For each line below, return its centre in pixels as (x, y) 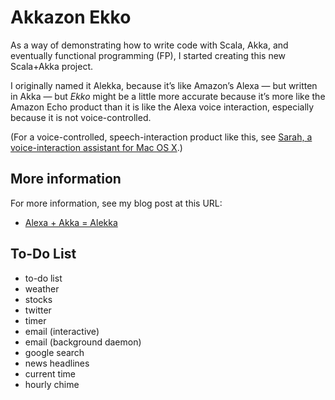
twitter (38, 310)
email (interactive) (62, 331)
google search (54, 352)
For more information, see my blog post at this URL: (116, 203)
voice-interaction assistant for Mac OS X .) (96, 147)
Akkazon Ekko (71, 17)
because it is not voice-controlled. (81, 117)
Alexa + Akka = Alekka (71, 222)
